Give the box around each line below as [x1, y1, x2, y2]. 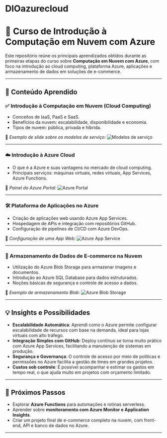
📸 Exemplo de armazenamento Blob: [5, 289, 81, 295]
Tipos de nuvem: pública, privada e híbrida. [12, 124, 101, 130]
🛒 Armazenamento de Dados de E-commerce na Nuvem [5, 253, 143, 260]
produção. [12, 348, 34, 354]
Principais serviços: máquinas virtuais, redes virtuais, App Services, [12, 170, 152, 176]
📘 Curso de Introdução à [5, 26, 107, 37]
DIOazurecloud [5, 3, 69, 14]
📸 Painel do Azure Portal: [5, 185, 57, 191]
